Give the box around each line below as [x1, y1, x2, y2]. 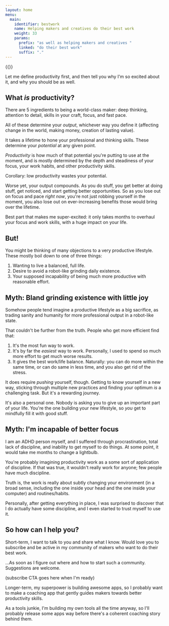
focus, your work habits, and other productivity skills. [5, 163, 116, 169]
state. [5, 317, 17, 324]
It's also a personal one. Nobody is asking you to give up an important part [5, 399, 160, 406]
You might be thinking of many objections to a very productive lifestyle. [5, 247, 153, 253]
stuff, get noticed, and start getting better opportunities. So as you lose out [5, 188, 161, 194]
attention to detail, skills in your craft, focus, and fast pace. [5, 112, 127, 118]
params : [14, 36, 30, 41]
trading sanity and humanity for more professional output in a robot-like [5, 312, 154, 318]
